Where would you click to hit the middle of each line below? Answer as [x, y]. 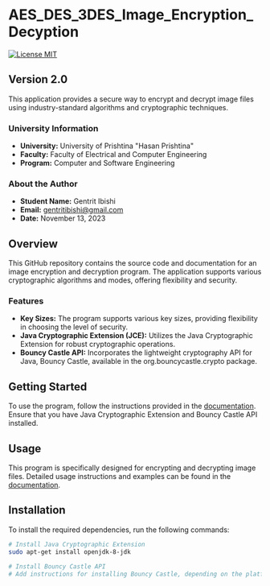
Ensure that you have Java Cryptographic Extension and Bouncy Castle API [133, 415]
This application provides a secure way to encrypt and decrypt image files [131, 99]
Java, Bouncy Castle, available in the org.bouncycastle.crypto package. [138, 361]
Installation [37, 510]
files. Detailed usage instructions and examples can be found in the [120, 477]
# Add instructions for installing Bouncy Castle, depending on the [125, 574]
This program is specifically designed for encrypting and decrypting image [132, 468]
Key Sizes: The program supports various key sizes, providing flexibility [139, 319]
